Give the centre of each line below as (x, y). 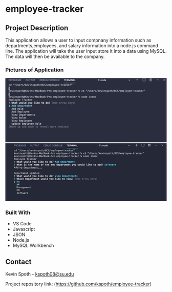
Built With (18, 212)
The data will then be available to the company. (55, 56)
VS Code (22, 224)
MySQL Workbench (33, 246)
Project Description (37, 28)
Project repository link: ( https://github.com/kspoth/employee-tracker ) (79, 284)
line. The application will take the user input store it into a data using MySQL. (86, 51)
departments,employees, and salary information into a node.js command (82, 46)
